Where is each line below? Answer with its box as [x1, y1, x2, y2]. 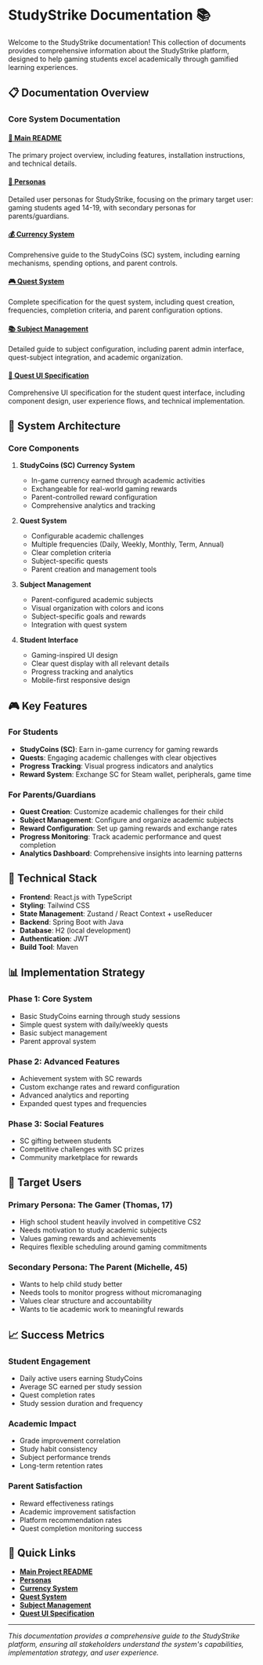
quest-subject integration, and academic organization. [8, 352, 183, 362]
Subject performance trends [19, 1453, 111, 1462]
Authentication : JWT [19, 933, 89, 943]
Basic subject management [19, 1028, 108, 1037]
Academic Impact [8, 1418, 77, 1429]
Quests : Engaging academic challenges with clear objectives [19, 753, 217, 762]
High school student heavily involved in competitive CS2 [19, 1217, 202, 1226]
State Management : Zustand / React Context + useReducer [19, 908, 213, 918]
